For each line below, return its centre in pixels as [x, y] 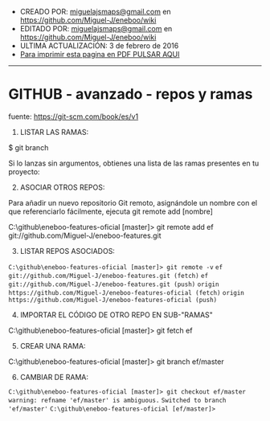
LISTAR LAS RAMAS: [54, 132]
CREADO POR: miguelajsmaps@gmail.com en [95, 12]
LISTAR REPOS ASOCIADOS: [67, 251]
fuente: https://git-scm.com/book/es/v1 [74, 116]
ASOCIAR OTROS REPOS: [62, 187]
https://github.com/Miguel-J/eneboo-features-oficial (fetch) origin [127, 292]
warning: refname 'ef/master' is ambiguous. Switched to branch [117, 400]
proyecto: [24, 171]
